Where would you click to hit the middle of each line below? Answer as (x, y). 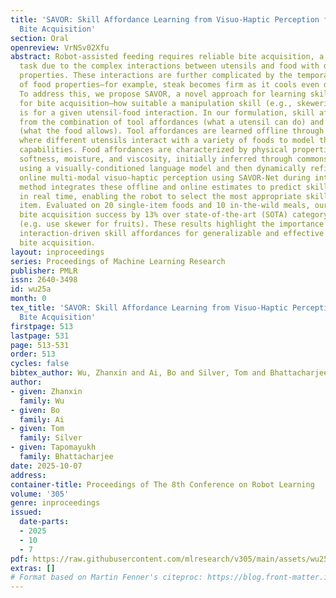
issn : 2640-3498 (44, 280)
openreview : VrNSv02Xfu (60, 47)
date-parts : (44, 522)
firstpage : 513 (42, 326)
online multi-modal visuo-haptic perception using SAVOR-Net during (165, 177)
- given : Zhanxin (46, 391)
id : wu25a (31, 289)
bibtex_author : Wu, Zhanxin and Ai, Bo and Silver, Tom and (138, 373)
